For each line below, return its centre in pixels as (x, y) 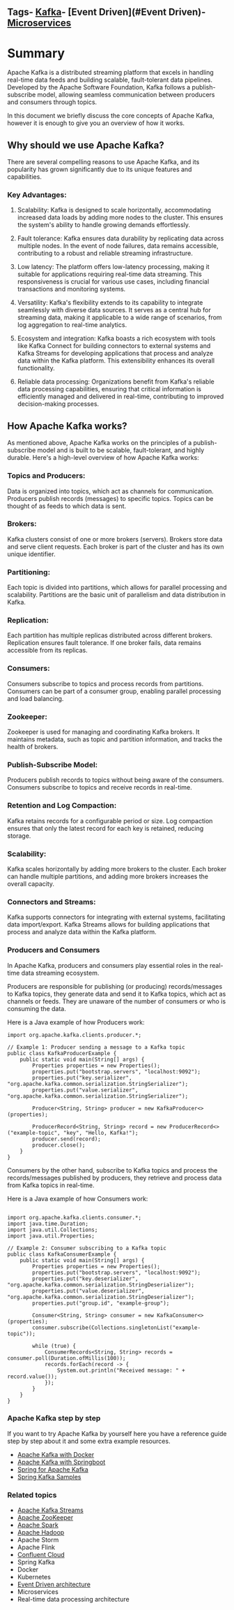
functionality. (36, 368)
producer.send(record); (67, 1139)
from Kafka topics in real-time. (51, 1185)
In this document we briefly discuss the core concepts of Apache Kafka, (111, 116)
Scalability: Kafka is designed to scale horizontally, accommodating (114, 210)
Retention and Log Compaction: (62, 806)
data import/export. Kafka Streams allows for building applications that (109, 924)
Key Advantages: (37, 195)
